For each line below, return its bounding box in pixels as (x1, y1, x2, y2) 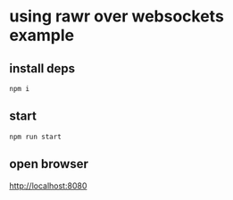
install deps (9, 61, 76, 76)
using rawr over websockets (9, 6, 225, 27)
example (9, 25, 75, 46)
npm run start (9, 132, 62, 141)
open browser (9, 156, 89, 171)
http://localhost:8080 (9, 180, 87, 191)
